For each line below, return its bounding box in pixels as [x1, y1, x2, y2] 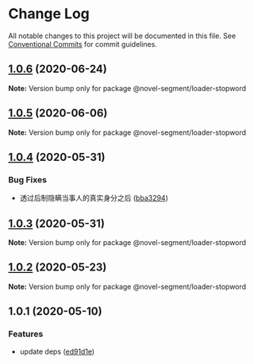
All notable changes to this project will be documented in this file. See [8, 31, 237, 40]
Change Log [8, 5, 90, 23]
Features [8, 328, 44, 339]
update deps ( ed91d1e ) [19, 347, 95, 356]
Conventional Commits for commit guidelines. [8, 39, 157, 48]
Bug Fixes [8, 174, 48, 185]
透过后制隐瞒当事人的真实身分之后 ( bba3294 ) [19, 193, 169, 203]
